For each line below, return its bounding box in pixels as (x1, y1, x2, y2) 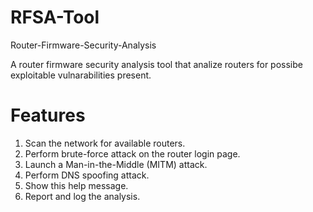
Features (10, 104, 86, 127)
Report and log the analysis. (24, 190, 141, 202)
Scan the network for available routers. (24, 137, 186, 149)
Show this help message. (24, 179, 129, 191)
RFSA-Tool (10, 6, 100, 29)
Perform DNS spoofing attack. (24, 169, 150, 181)
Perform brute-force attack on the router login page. (24, 147, 241, 160)
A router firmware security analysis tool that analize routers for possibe (10, 58, 303, 70)
